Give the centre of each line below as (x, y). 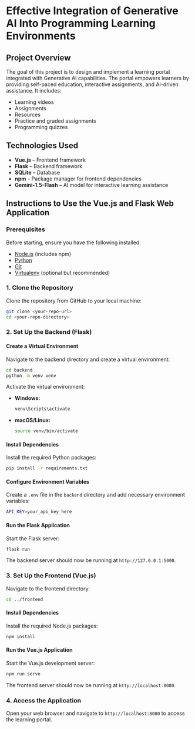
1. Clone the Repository (40, 288)
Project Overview (38, 58)
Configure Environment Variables (48, 481)
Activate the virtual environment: (46, 387)
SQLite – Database (37, 172)
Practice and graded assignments (55, 121)
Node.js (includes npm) (43, 254)
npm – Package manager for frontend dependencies (78, 179)
